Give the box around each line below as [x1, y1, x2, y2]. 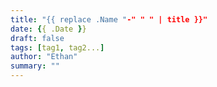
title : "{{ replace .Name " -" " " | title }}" [10, 14, 208, 25]
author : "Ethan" [10, 52, 78, 62]
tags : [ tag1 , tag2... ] [10, 42, 105, 53]
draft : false [10, 33, 65, 43]
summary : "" [10, 61, 60, 71]
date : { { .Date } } [10, 24, 87, 34]
